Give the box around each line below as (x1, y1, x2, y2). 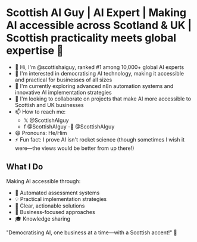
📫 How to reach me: (14, 108, 66, 115)
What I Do (6, 162, 43, 172)
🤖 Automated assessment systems (14, 189, 100, 196)
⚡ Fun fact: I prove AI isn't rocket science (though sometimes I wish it (14, 136, 185, 143)
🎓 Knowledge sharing (14, 215, 70, 222)
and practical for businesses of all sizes (14, 76, 112, 83)
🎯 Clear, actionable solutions (14, 202, 85, 209)
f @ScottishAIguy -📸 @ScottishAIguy (23, 122, 115, 130)
